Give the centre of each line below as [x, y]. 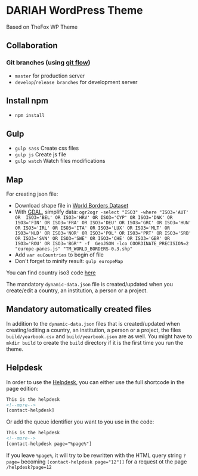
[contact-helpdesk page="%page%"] [49, 444]
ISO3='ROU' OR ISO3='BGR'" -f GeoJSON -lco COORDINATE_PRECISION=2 [102, 244]
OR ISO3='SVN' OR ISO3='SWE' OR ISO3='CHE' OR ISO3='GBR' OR [92, 239]
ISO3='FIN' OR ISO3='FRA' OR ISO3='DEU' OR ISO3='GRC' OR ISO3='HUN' [103, 223]
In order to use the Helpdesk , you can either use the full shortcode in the [95, 382]
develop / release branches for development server [76, 82]
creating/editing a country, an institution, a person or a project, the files [94, 330]
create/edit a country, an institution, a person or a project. [77, 290]
